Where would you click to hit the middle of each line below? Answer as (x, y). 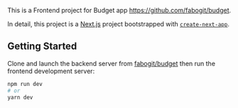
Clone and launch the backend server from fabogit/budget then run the (111, 63)
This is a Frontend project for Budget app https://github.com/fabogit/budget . (119, 10)
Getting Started (42, 47)
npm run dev (25, 84)
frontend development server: (51, 71)
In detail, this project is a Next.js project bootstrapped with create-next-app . (118, 24)
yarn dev (20, 97)
